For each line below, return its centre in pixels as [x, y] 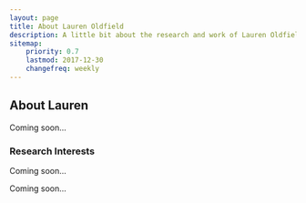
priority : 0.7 [52, 52]
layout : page [34, 18]
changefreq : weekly [63, 69]
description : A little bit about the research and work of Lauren [138, 35]
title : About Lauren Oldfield [67, 26]
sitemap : [26, 43]
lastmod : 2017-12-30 [65, 60]
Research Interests [52, 151]
